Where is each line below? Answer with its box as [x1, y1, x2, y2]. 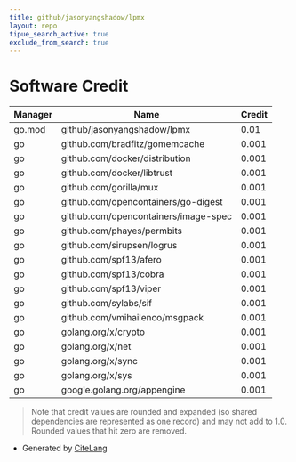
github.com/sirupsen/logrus [60, 239, 178, 252]
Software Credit [9, 77, 129, 96]
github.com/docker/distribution [60, 152, 191, 165]
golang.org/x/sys [60, 369, 132, 382]
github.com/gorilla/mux [60, 182, 159, 194]
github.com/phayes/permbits [60, 224, 182, 237]
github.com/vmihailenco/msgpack [60, 312, 204, 324]
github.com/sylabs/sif [60, 297, 153, 310]
